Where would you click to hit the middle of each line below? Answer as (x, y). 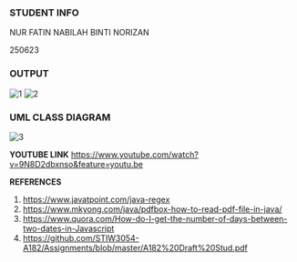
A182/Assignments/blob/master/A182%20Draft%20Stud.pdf (135, 247)
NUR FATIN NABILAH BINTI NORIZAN (79, 33)
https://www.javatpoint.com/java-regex (96, 199)
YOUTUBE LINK (39, 154)
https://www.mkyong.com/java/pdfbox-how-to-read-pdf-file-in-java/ (152, 209)
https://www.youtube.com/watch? (134, 154)
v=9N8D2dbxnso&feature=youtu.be (77, 164)
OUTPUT (29, 74)
